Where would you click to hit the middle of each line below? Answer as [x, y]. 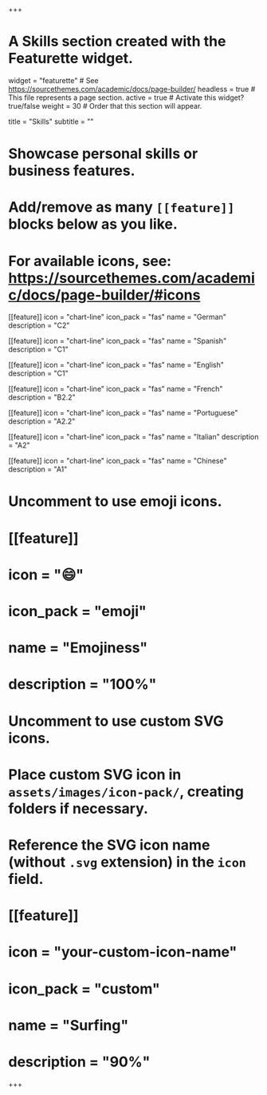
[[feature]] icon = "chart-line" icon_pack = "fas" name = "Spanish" [118, 341]
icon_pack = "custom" [84, 989]
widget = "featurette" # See [53, 80]
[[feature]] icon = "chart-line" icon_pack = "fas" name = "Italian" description [133, 437]
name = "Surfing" [69, 1025]
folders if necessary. [79, 808]
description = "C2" [39, 325]
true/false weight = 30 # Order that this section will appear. [105, 106]
